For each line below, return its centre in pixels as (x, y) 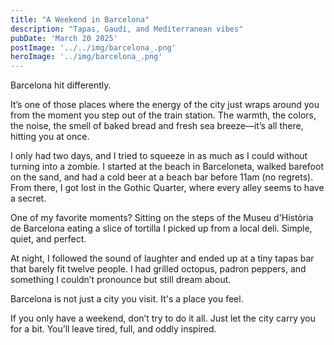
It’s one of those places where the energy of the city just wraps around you (165, 105)
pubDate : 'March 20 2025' (64, 38)
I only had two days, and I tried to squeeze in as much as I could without (159, 156)
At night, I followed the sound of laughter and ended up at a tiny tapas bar (162, 258)
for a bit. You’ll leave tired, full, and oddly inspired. (113, 329)
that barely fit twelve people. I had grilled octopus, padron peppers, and (158, 269)
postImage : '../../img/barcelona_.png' (93, 47)
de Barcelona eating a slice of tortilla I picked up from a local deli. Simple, (161, 228)
